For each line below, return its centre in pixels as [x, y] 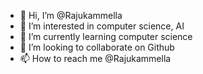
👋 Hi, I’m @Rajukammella [71, 15]
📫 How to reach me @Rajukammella [95, 58]
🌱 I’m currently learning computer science [106, 36]
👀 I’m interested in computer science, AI [102, 26]
